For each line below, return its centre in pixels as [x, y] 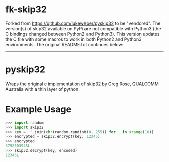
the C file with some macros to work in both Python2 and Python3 [73, 39]
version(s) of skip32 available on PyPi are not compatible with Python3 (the [83, 28]
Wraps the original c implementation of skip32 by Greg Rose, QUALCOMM [82, 84]
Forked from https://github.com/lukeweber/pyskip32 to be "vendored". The [83, 23]
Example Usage [38, 109]
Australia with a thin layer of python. [43, 89]
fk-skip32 [26, 9]
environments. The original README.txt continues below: [64, 44]
